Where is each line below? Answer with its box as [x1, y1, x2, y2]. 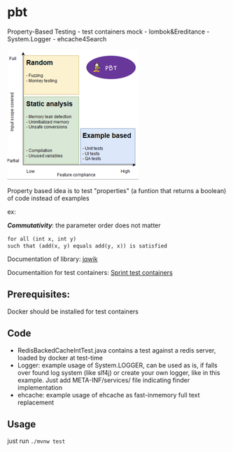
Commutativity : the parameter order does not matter [7, 221, 161, 229]
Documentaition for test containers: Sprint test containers [7, 268, 173, 276]
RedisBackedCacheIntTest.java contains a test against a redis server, [17, 346, 216, 354]
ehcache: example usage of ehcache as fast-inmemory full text [17, 390, 201, 399]
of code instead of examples [7, 194, 90, 202]
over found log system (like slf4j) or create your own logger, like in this [17, 368, 220, 376]
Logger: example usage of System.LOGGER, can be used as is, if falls [17, 361, 218, 369]
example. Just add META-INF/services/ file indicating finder [17, 376, 190, 384]
